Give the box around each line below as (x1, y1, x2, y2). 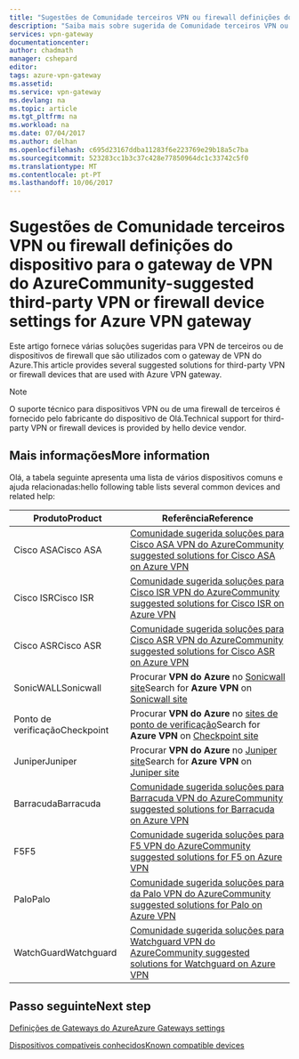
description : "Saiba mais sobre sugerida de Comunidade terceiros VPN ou (9, 21, 289, 30)
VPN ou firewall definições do (9, 236, 233, 256)
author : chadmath (9, 46, 74, 55)
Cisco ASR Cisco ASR (13, 639, 102, 651)
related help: (9, 490, 56, 501)
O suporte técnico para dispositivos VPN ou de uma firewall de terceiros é (9, 404, 280, 415)
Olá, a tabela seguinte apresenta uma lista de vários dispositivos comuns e (9, 472, 283, 482)
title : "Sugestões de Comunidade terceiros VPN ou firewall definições (9, 12, 280, 22)
